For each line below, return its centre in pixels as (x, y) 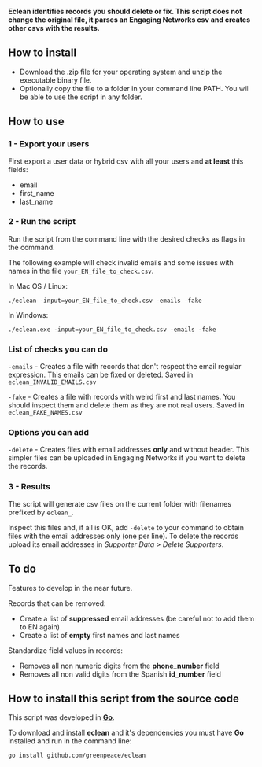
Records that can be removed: (57, 603)
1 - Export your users (49, 144)
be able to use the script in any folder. (81, 97)
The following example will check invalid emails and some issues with (121, 262)
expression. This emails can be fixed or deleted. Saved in (101, 375)
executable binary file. (55, 80)
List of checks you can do (58, 349)
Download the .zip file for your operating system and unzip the (121, 72)
